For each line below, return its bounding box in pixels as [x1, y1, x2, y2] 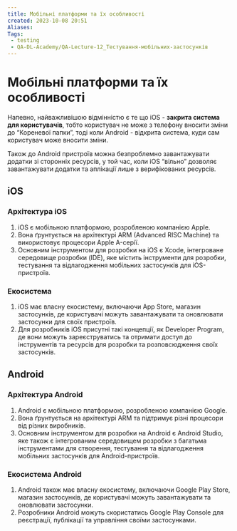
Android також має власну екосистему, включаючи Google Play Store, [17, 485, 231, 494]
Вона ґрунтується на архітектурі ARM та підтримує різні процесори [17, 413, 223, 422]
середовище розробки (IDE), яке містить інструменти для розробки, [17, 253, 226, 262]
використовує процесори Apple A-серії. [17, 238, 139, 247]
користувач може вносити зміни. [7, 135, 109, 144]
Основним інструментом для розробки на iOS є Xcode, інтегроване [17, 245, 224, 254]
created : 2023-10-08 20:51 [7, 17, 88, 24]
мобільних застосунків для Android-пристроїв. [17, 451, 160, 460]
